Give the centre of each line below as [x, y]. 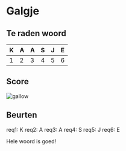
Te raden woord [36, 33]
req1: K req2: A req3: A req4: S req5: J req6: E [63, 129]
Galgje [23, 11]
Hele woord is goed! [31, 141]
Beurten [22, 115]
